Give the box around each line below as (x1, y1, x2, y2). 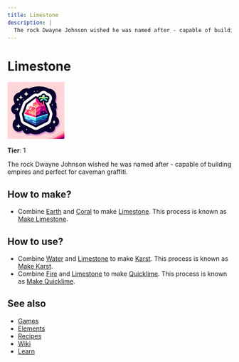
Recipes (17, 331, 42, 340)
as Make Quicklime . (17, 276, 76, 285)
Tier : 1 (7, 146, 26, 155)
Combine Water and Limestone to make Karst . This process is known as (17, 254, 229, 263)
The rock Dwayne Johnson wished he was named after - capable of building (7, 160, 232, 169)
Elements (17, 324, 46, 333)
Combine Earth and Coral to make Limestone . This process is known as (17, 207, 227, 216)
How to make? (7, 188, 72, 200)
